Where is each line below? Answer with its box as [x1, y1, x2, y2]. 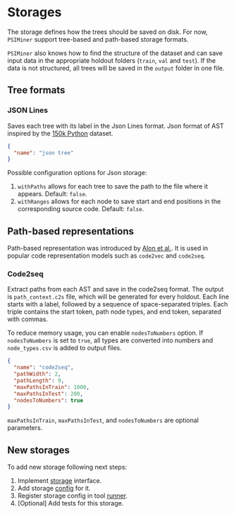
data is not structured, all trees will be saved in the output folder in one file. [7, 64, 225, 72]
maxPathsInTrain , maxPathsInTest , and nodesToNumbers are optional [7, 416, 199, 424]
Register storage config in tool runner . [17, 491, 128, 500]
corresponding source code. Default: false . [17, 205, 144, 213]
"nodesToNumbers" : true [13, 397, 83, 404]
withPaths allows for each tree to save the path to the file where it [17, 182, 209, 191]
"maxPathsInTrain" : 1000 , [13, 383, 90, 390]
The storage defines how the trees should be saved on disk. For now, [7, 28, 208, 36]
